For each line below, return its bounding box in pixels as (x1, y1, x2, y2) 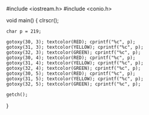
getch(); (6, 92, 28, 98)
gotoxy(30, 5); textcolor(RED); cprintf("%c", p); (6, 70, 136, 76)
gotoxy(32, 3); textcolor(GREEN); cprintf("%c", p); (6, 49, 141, 55)
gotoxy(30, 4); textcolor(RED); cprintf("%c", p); (6, 55, 136, 61)
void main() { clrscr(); (6, 17, 59, 23)
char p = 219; (6, 28, 42, 34)
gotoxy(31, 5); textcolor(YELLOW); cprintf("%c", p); (6, 76, 144, 82)
